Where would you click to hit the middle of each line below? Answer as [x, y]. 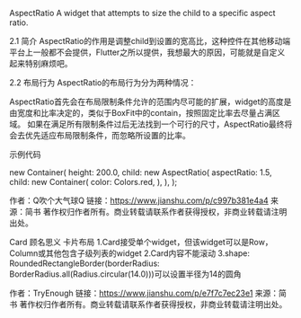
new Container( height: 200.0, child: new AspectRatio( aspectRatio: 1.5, [141, 172]
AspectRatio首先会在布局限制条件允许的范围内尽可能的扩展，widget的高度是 [150, 102]
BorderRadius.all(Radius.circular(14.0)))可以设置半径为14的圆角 [125, 274]
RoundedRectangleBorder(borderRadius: [84, 263]
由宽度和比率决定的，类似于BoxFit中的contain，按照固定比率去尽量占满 [141, 113]
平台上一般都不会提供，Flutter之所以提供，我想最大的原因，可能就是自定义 [147, 52]
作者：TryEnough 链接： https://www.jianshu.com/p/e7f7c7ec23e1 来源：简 [148, 293]
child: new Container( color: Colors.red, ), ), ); [93, 182]
